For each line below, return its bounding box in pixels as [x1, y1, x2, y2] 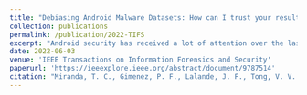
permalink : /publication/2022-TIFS [9, 30, 145, 39]
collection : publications [9, 22, 108, 31]
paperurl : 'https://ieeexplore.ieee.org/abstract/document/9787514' [9, 64, 276, 73]
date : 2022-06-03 [9, 47, 76, 56]
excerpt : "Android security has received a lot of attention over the [9, 38, 284, 48]
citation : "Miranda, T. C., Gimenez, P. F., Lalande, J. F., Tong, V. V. [9, 72, 297, 81]
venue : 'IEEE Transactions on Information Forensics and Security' [9, 55, 272, 64]
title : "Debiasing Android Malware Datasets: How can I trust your [9, 13, 272, 23]
